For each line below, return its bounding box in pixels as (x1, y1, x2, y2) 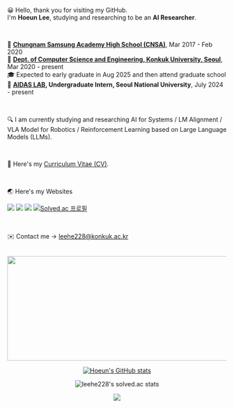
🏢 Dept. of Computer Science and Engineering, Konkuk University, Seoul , (7, 55, 223, 63)
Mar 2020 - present (7, 63, 64, 70)
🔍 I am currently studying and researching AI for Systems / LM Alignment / (7, 115, 223, 123)
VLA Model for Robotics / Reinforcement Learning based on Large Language (7, 126, 227, 133)
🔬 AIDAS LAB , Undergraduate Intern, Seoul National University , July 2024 (7, 80, 224, 89)
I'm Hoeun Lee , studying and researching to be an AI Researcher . (7, 13, 197, 22)
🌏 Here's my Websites (7, 188, 73, 195)
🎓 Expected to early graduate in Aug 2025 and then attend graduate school (7, 70, 226, 79)
